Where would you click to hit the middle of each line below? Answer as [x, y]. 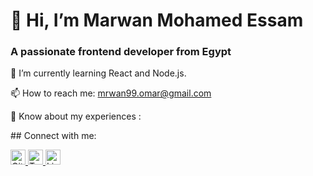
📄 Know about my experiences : [76, 116]
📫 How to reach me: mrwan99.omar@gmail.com [111, 93]
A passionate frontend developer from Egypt [121, 52]
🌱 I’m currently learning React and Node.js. [98, 73]
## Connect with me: [53, 136]
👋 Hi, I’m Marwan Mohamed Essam [157, 20]
